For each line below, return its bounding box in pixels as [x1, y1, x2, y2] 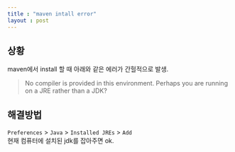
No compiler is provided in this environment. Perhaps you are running [24, 79, 229, 88]
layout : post [7, 17, 50, 24]
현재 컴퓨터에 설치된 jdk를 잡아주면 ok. [7, 136, 114, 145]
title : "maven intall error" [7, 10, 97, 18]
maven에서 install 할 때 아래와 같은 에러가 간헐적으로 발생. [7, 65, 169, 74]
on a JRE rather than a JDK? [24, 86, 108, 95]
